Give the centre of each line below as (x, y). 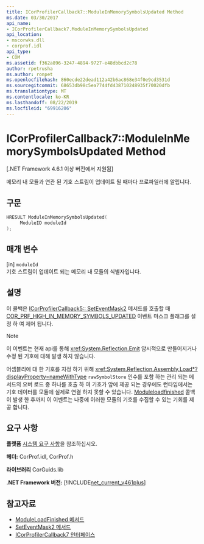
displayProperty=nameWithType (47, 376)
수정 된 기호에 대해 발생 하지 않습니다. (51, 356)
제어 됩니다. (39, 323)
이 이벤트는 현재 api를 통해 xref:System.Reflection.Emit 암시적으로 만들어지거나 (102, 348)
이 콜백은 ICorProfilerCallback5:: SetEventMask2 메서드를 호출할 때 (88, 308)
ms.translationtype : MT (37, 91)
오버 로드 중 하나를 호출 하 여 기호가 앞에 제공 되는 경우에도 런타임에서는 (107, 384)
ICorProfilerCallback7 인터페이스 (55, 535)
